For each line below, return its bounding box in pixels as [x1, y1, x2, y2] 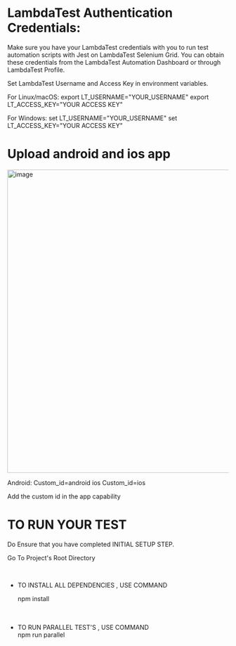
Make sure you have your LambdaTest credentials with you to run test [7, 43, 209, 51]
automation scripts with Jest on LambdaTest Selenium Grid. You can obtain [7, 51, 225, 59]
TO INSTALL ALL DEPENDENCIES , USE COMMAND [17, 581, 168, 589]
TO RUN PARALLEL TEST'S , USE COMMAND [17, 623, 150, 631]
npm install [17, 594, 50, 602]
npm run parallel [17, 631, 65, 639]
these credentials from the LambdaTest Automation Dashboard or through [7, 58, 221, 66]
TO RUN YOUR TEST [7, 517, 127, 533]
